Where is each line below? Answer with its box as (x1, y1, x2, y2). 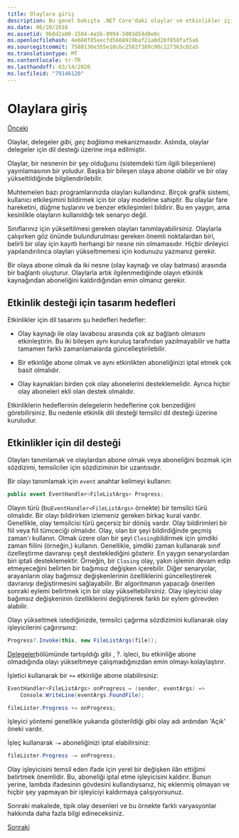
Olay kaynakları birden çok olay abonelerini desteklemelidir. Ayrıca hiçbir (17, 380, 230, 388)
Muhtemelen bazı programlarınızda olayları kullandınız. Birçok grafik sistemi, (7, 188, 230, 196)
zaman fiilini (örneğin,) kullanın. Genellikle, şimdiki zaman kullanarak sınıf (7, 541, 221, 550)
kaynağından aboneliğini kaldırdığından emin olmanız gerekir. (7, 276, 186, 285)
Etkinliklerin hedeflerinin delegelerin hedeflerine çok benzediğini (7, 401, 196, 410)
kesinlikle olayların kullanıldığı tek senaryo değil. (7, 211, 148, 219)
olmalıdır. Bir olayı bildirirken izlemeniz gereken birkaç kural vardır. (7, 511, 201, 519)
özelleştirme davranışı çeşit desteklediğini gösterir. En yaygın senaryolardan (7, 548, 230, 557)
